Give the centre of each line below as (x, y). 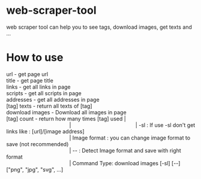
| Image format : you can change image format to (130, 138)
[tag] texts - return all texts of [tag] (49, 106)
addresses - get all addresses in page (53, 99)
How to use (35, 58)
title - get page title (30, 80)
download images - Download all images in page (67, 112)
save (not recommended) (37, 144)
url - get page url (27, 74)
